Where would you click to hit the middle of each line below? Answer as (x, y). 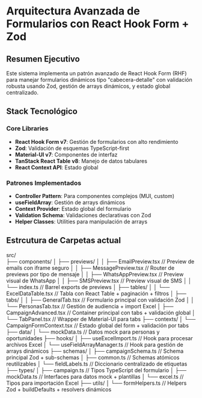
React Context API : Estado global (57, 167)
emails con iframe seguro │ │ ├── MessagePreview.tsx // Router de (90, 268)
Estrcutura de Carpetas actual (64, 241)
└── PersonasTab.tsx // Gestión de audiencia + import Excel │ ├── (90, 306)
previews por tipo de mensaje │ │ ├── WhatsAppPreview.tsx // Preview (95, 274)
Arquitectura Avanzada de (73, 11)
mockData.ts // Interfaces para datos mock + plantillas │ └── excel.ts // (95, 376)
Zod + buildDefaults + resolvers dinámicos (59, 389)
